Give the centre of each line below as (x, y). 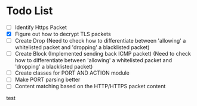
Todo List (30, 11)
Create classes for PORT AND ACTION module (72, 73)
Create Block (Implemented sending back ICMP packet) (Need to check (103, 54)
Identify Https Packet (41, 27)
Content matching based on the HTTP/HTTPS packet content (90, 86)
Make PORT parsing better (47, 80)
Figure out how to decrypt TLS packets (63, 34)
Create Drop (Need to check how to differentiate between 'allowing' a (100, 41)
